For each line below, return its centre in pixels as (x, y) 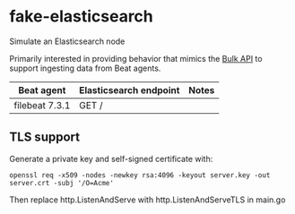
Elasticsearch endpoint (130, 90)
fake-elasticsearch (82, 17)
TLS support (45, 137)
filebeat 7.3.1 (42, 105)
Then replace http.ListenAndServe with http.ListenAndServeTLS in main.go (147, 200)
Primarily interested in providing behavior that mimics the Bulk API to (136, 58)
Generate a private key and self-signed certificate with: (111, 158)
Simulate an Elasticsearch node (67, 41)
